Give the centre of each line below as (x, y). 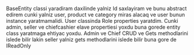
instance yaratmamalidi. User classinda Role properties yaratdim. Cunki (92, 21)
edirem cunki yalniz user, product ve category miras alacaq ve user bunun (96, 15)
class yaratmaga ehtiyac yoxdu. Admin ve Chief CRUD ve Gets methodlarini (97, 33)
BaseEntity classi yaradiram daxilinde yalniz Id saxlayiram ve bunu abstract (96, 8)
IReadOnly (18, 46)
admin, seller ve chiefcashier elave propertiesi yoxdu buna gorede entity (93, 27)
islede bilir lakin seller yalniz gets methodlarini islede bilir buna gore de (91, 39)
